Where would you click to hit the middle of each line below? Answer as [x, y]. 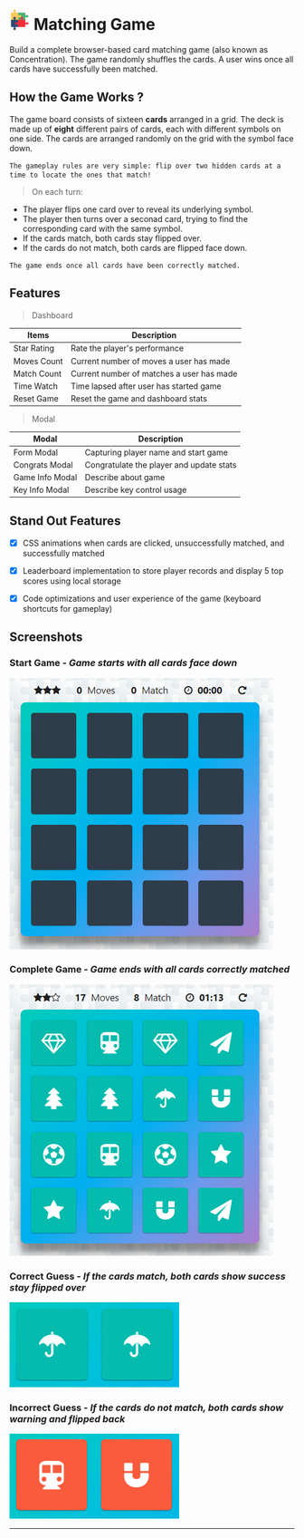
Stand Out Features [65, 521]
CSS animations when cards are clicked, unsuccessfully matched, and [153, 543]
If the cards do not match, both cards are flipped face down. [135, 247]
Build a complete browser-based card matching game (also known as [139, 49]
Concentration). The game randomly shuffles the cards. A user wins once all [152, 59]
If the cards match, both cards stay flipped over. [112, 238]
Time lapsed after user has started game [146, 386]
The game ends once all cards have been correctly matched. [125, 266]
